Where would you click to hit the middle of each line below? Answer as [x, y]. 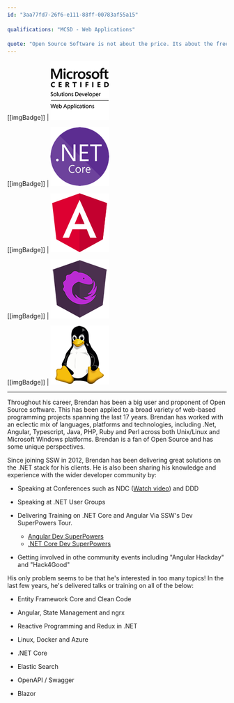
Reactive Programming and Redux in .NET [77, 626]
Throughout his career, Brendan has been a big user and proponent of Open [117, 402]
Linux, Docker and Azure [53, 640]
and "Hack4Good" [44, 565]
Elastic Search [38, 667]
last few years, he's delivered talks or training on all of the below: [100, 586]
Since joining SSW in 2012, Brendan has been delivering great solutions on [114, 461]
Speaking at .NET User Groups [61, 502]
